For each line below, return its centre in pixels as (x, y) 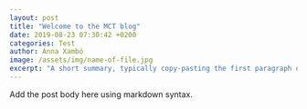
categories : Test (42, 43)
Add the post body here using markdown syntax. (101, 94)
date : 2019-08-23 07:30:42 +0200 (73, 35)
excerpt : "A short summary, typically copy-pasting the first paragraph (151, 69)
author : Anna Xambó (47, 52)
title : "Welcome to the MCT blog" (75, 26)
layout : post (34, 18)
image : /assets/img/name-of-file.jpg (81, 60)
